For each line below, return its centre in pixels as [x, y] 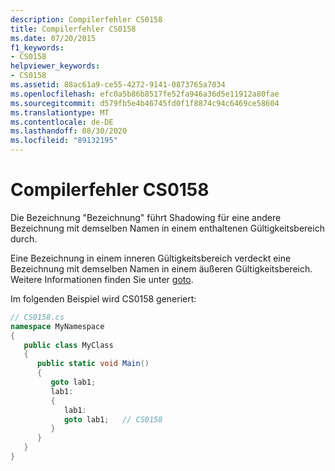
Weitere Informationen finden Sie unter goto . [102, 279]
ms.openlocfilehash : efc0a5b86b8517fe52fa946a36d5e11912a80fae [145, 94]
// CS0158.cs [37, 317]
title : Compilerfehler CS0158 [73, 29]
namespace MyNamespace [57, 326]
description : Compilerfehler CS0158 [86, 19]
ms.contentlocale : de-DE [62, 122]
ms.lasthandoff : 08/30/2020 [69, 131]
